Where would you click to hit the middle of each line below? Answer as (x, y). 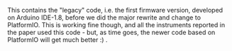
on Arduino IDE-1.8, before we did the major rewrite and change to (104, 17)
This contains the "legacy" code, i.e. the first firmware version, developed (115, 10)
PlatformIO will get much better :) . (57, 40)
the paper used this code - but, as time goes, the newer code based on (111, 32)
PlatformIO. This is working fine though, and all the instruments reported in (116, 25)
